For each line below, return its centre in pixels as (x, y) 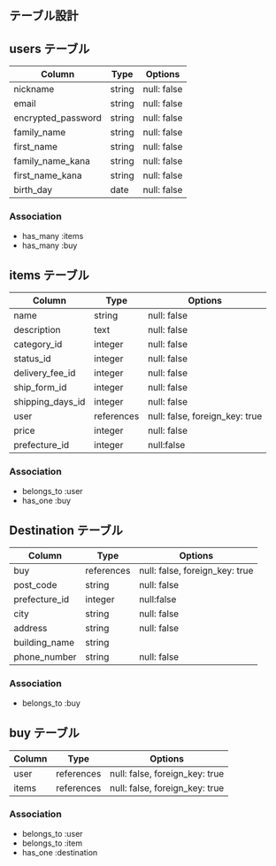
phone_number (45, 657)
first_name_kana (48, 175)
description (37, 330)
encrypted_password (57, 118)
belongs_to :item (52, 843)
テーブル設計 (44, 16)
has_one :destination (60, 852)
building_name (44, 643)
